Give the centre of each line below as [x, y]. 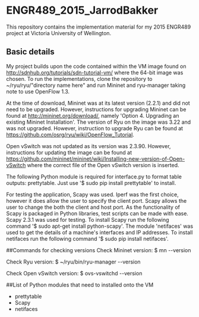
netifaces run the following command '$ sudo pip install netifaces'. [88, 238]
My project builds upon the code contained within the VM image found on [96, 66]
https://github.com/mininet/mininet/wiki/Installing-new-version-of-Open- [96, 159]
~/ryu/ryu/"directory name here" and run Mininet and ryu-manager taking [96, 85]
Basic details [30, 52]
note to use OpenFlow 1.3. [38, 91]
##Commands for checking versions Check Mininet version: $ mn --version [99, 250]
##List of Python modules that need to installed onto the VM [80, 285]
